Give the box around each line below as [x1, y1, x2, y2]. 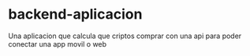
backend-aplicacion [8, 5, 143, 23]
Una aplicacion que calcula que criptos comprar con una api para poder [8, 31, 242, 40]
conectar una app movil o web [8, 39, 107, 48]
